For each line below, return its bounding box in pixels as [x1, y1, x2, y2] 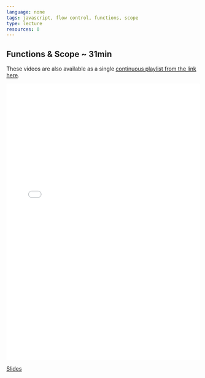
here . [6, 72, 20, 79]
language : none [6, 9, 45, 15]
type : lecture [6, 20, 43, 26]
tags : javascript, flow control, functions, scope [6, 15, 139, 21]
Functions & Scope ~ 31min [6, 48, 112, 59]
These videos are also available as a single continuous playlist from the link [6, 65, 196, 72]
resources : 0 [6, 26, 40, 33]
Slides [6, 365, 22, 372]
